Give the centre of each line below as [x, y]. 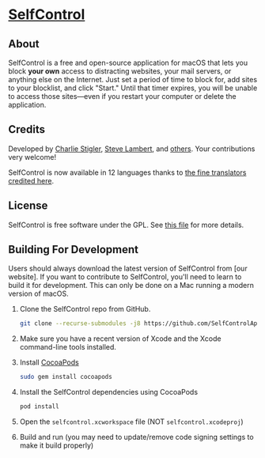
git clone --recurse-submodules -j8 [80, 324]
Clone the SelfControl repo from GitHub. [85, 309]
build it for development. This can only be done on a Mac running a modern [131, 286]
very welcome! [32, 157]
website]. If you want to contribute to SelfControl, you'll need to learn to [125, 277]
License [28, 206]
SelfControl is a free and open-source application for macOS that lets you [128, 62]
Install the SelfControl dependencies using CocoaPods [109, 392]
